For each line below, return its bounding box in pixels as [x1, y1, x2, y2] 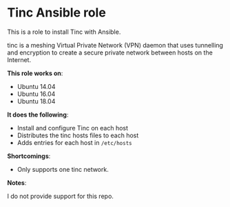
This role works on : [7, 69, 63, 77]
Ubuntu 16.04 [17, 90, 56, 98]
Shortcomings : [7, 152, 51, 160]
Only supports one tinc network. [17, 165, 109, 173]
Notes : [7, 178, 27, 187]
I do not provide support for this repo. [7, 192, 114, 200]
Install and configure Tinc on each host [17, 124, 129, 132]
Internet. [7, 55, 32, 63]
